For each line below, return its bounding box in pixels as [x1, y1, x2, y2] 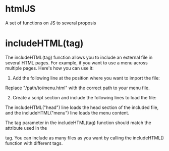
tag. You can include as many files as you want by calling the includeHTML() [5, 135, 164, 141]
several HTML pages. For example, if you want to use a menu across [5, 59, 148, 66]
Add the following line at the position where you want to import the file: [12, 74, 160, 81]
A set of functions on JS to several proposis [5, 20, 96, 26]
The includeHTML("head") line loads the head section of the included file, [5, 104, 159, 110]
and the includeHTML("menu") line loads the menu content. [5, 109, 130, 116]
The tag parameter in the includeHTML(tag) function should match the [5, 120, 151, 126]
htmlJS [5, 3, 36, 15]
